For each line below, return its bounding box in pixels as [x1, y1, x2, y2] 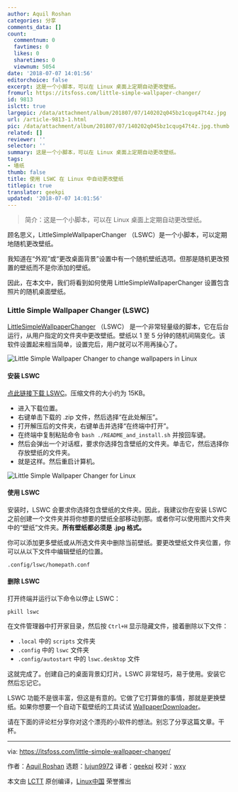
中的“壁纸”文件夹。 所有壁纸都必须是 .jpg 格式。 [7, 523, 146, 532]
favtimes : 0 [13, 43, 50, 50]
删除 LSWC [7, 577, 40, 585]
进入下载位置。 [17, 404, 62, 412]
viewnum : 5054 [13, 63, 55, 70]
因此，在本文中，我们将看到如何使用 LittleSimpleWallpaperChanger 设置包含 [7, 278, 229, 287]
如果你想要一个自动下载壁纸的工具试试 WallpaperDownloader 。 [19, 703, 205, 711]
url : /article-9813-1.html [7, 116, 87, 123]
